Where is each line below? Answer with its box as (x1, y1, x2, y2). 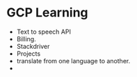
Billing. (16, 34, 36, 43)
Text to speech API (16, 27, 71, 36)
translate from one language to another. (16, 56, 131, 65)
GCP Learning (6, 5, 88, 21)
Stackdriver (16, 42, 50, 50)
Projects (16, 49, 41, 58)
